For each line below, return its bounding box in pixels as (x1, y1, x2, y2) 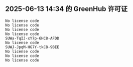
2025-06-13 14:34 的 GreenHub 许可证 (5, 4, 128, 13)
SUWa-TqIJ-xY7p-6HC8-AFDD (5, 35, 59, 41)
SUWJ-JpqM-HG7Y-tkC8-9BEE (5, 44, 59, 49)
